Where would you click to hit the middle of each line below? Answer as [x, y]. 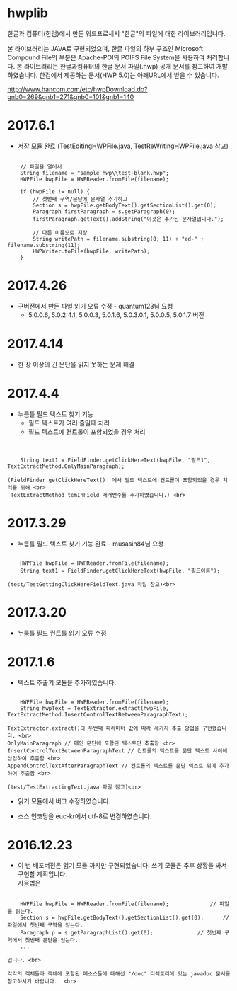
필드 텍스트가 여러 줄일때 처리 [69, 423]
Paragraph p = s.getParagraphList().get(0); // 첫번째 [121, 933]
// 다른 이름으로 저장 [60, 233]
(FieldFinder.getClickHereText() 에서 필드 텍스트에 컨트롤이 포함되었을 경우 [114, 480]
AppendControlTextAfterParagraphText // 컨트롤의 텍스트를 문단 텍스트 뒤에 [112, 766]
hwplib [28, 13]
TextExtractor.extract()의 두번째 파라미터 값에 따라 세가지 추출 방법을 [103, 728]
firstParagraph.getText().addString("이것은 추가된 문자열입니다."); [128, 219]
